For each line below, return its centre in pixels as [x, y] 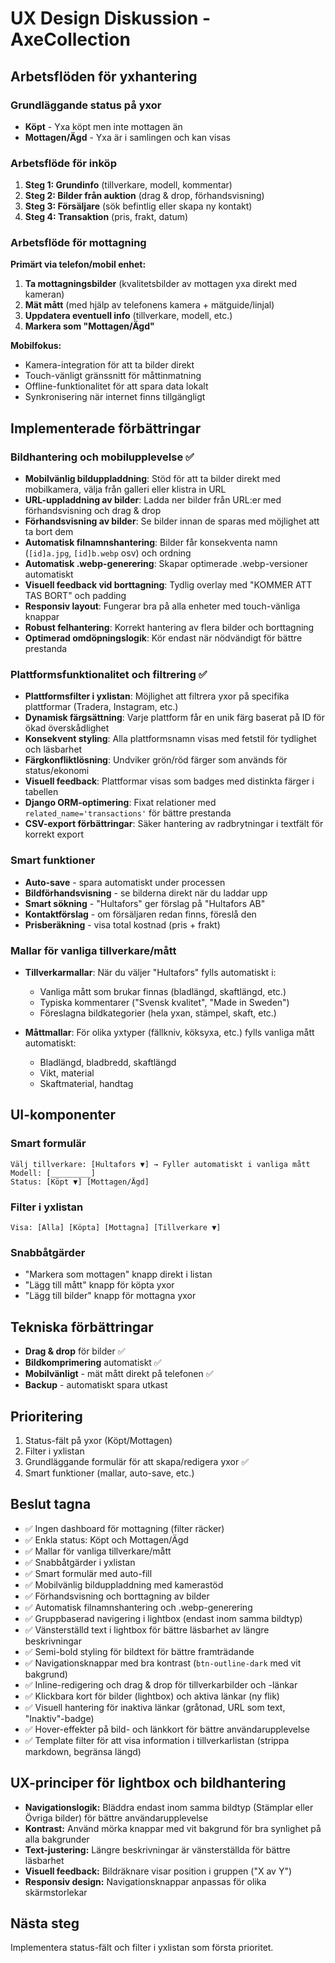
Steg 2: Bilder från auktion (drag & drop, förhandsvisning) [144, 196]
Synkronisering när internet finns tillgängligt [115, 397]
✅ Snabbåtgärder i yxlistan [80, 1562]
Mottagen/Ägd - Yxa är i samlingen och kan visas [127, 137]
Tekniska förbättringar [82, 1327]
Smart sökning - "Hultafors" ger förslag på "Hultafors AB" [145, 903]
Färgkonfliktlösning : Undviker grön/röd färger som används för [156, 760]
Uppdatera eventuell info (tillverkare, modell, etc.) [128, 316]
